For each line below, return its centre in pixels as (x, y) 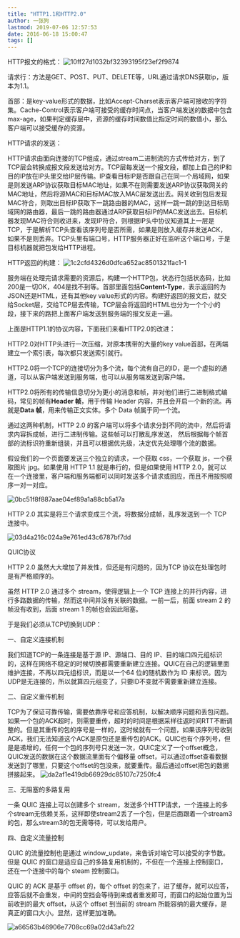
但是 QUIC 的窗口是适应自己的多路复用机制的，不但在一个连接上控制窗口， (117, 862)
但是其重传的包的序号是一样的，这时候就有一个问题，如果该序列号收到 (129, 730)
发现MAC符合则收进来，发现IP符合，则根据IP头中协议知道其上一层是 (114, 221)
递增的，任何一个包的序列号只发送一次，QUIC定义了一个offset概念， (121, 748)
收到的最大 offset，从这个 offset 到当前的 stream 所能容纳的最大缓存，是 (120, 904)
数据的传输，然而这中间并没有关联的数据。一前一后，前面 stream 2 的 (128, 600)
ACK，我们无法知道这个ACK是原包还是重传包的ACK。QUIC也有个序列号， (116, 739)
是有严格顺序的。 (32, 577)
